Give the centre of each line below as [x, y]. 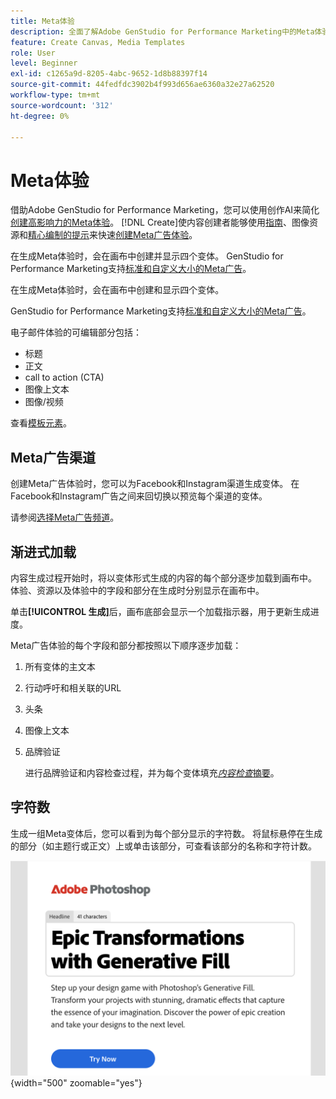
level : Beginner [44, 63]
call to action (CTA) [64, 377]
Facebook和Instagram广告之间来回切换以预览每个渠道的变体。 [139, 496]
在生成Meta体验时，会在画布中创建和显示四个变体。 [117, 290]
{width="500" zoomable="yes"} [76, 1083]
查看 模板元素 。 [41, 423]
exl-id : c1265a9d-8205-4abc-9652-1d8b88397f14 [109, 74]
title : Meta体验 [42, 21]
